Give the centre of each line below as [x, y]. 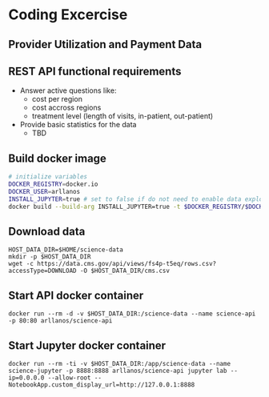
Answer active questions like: [68, 90]
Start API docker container [76, 295]
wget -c [21, 264]
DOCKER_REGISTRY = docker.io [53, 184]
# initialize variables [48, 177]
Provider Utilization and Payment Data [105, 44]
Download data [47, 231]
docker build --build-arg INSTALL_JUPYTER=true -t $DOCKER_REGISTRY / [127, 207]
